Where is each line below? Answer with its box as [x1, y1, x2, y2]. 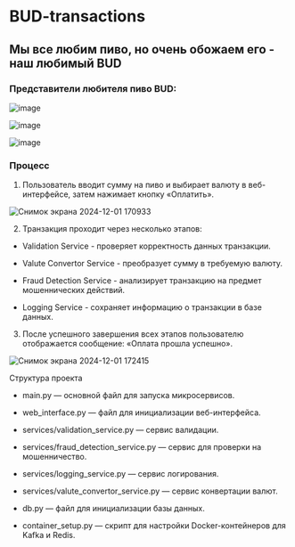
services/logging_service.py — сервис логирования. [21, 469, 219, 479]
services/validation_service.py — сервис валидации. [21, 425, 219, 436]
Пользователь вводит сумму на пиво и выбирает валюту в [21, 180, 247, 191]
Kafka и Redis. [21, 530, 76, 541]
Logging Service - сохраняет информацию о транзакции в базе [21, 302, 263, 313]
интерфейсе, [21, 189, 71, 200]
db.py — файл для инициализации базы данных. [21, 503, 205, 514]
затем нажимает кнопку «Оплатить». [72, 189, 215, 200]
